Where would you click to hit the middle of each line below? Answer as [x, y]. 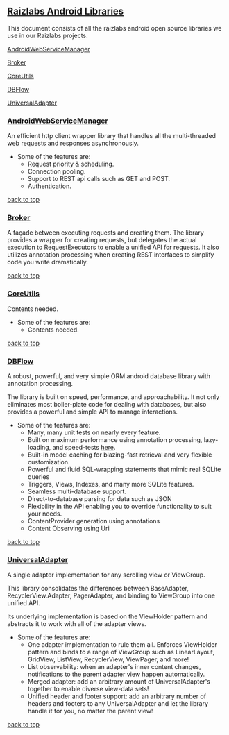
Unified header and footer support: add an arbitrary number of [117, 696]
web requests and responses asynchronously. [73, 143]
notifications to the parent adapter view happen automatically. [116, 674]
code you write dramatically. [48, 262]
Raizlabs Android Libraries [66, 11]
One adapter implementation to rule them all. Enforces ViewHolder [122, 645]
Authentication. [49, 186]
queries [39, 477]
